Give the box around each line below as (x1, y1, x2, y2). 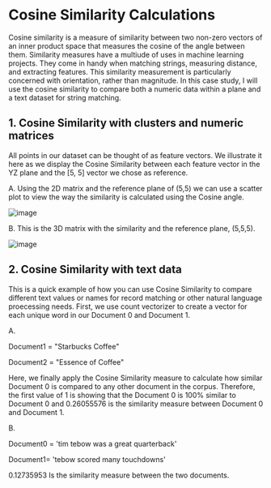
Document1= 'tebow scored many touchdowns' (8, 454, 166, 464)
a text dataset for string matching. (8, 92, 121, 102)
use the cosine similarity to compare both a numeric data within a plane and (8, 83, 261, 94)
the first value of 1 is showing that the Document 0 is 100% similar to (8, 390, 236, 400)
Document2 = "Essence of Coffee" (8, 357, 125, 366)
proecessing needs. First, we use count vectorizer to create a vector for (8, 302, 248, 311)
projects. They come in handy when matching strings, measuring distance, (8, 58, 257, 68)
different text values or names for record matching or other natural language (8, 293, 263, 302)
